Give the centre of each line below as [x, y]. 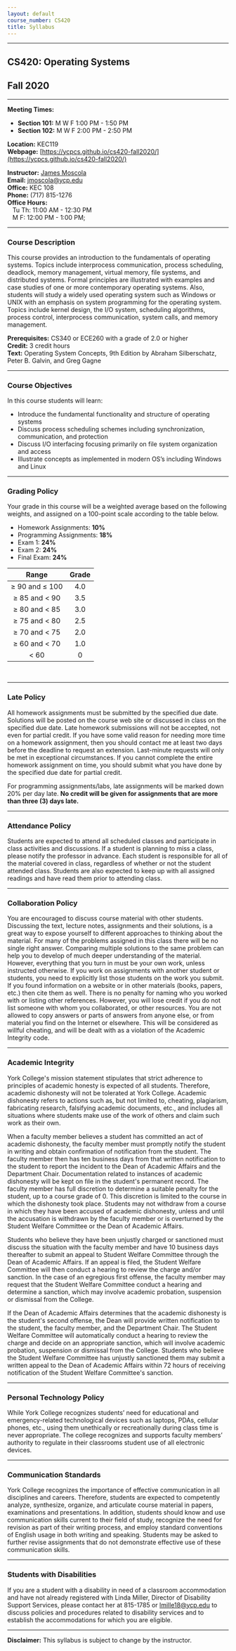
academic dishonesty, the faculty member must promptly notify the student [117, 1144]
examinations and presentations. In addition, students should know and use [117, 1513]
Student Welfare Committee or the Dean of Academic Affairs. [96, 1226]
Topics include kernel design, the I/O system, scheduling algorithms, [106, 309]
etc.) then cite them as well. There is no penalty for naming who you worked [117, 993]
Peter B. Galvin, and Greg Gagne [54, 360]
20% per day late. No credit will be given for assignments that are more [113, 793]
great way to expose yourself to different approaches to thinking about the [115, 933]
